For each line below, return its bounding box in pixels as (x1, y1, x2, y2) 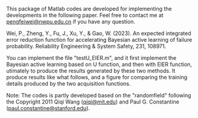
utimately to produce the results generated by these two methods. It (6, 67, 176, 74)
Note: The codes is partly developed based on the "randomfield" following (6, 92, 191, 99)
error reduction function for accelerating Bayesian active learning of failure (6, 36, 193, 43)
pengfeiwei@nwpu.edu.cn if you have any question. (6, 18, 136, 25)
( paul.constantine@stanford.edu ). (6, 105, 91, 111)
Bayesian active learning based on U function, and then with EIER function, (6, 61, 192, 68)
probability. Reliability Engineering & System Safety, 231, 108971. (6, 42, 167, 50)
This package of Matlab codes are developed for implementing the (6, 5, 172, 12)
